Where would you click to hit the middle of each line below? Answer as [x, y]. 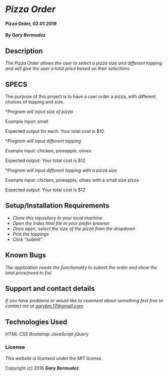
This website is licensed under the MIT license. [54, 358]
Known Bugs [26, 255]
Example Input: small [27, 121]
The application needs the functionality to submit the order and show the [81, 267]
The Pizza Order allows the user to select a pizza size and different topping [84, 63]
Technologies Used [36, 322]
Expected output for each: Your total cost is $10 [55, 131]
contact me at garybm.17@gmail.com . [45, 306]
